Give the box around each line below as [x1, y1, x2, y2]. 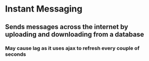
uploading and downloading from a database [5, 30, 144, 38]
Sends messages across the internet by [5, 23, 128, 31]
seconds [5, 51, 26, 58]
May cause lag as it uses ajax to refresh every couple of [5, 45, 140, 51]
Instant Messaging [5, 3, 83, 15]
